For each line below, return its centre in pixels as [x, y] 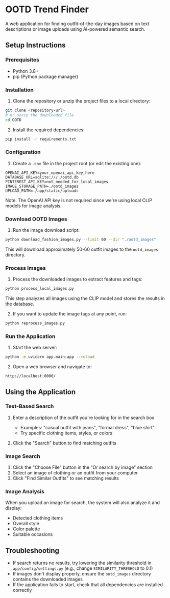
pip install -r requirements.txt [41, 139]
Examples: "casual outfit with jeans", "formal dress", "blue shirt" [87, 427]
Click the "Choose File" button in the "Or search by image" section [83, 467]
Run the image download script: [46, 230]
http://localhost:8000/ [31, 376]
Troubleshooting [32, 551]
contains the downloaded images [48, 579]
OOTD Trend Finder [47, 9]
